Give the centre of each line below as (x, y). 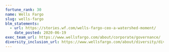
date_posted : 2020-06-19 (40, 33)
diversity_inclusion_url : (32, 42)
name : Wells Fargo (24, 14)
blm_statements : (22, 24)
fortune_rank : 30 (23, 10)
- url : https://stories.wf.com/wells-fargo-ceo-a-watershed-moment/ (83, 28)
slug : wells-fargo (24, 19)
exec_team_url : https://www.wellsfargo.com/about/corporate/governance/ (83, 38)
